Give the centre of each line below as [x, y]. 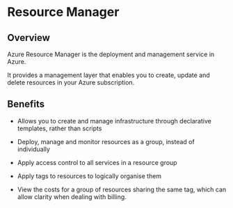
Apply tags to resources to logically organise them [89, 176]
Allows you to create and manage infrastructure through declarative [114, 121]
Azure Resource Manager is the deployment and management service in [111, 54]
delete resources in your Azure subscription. [71, 83]
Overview [29, 38]
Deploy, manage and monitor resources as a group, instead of [106, 141]
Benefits [26, 104]
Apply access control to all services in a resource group [97, 162]
